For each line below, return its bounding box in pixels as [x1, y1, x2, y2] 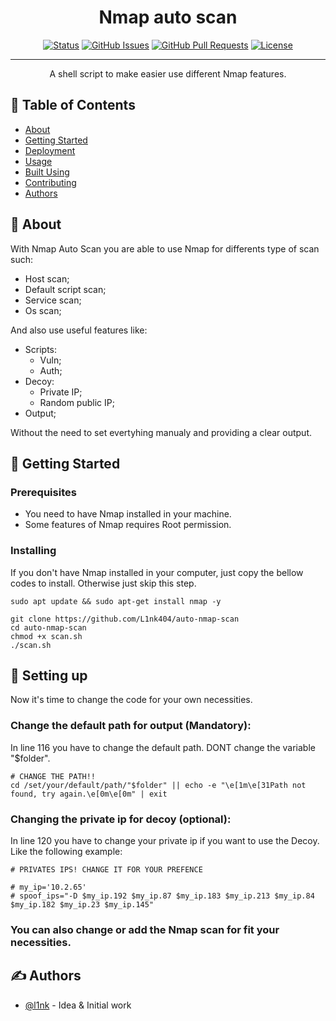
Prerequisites [10, 485, 77, 499]
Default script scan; [24, 283, 107, 295]
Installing [10, 544, 57, 558]
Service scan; [24, 294, 82, 306]
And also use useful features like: [10, 324, 148, 336]
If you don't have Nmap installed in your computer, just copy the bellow [10, 566, 304, 578]
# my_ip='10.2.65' [10, 882, 87, 892]
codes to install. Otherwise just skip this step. [10, 577, 197, 589]
